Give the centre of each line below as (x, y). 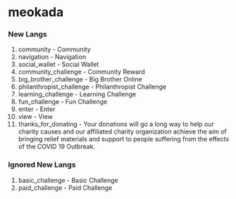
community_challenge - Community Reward (81, 72)
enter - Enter (37, 109)
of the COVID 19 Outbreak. (57, 147)
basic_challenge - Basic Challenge (68, 180)
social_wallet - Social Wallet (58, 65)
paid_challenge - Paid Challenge (65, 188)
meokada (36, 12)
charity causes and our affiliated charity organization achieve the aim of (123, 131)
